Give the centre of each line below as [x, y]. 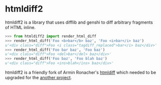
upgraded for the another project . [39, 78]
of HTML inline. [20, 27]
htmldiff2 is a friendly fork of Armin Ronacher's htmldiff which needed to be [80, 72]
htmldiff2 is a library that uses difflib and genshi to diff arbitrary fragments [79, 22]
